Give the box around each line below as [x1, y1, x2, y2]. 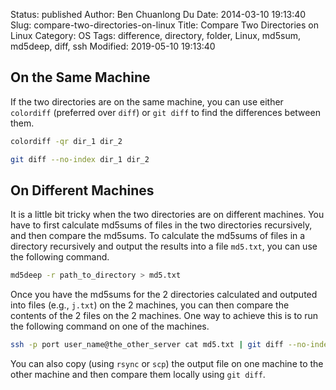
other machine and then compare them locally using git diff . [10, 369, 266, 381]
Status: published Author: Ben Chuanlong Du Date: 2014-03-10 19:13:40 [10, 9, 307, 20]
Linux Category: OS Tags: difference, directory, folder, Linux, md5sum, [10, 30, 301, 41]
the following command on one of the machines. [10, 320, 210, 333]
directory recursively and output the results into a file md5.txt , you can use [10, 240, 318, 253]
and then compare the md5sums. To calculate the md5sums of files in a [10, 230, 306, 242]
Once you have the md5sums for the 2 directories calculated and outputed [10, 289, 318, 301]
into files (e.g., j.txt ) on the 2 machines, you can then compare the [10, 299, 290, 311]
